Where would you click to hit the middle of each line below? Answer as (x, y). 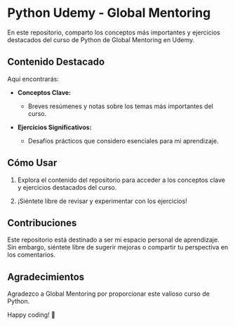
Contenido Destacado (56, 62)
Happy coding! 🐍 (32, 315)
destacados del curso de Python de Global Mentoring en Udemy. (101, 39)
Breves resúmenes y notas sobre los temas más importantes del (121, 106)
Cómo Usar (32, 163)
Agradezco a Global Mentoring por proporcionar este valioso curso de (109, 294)
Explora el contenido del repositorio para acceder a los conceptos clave (121, 180)
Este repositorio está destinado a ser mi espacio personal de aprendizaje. (113, 240)
